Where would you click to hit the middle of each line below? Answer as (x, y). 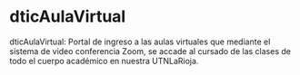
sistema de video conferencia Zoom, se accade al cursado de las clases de (150, 51)
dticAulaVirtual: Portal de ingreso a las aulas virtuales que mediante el (140, 42)
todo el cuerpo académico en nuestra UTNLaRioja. (104, 61)
